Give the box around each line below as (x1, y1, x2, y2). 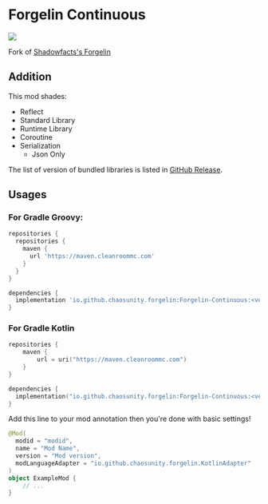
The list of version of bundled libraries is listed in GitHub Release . (8, 165, 223, 174)
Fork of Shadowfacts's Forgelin (8, 46, 112, 57)
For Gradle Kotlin (8, 323, 75, 334)
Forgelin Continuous (8, 6, 146, 24)
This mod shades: (8, 91, 67, 101)
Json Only (31, 149, 65, 159)
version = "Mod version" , (15, 452, 102, 460)
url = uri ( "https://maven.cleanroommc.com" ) (37, 355, 187, 364)
